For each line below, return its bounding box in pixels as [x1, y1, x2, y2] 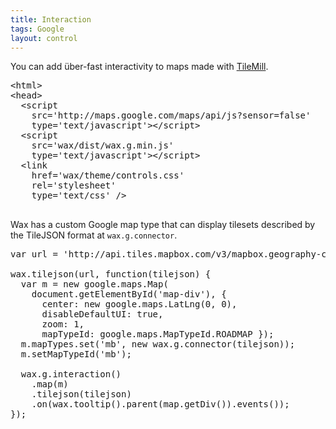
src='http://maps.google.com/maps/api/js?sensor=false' [31, 110, 312, 121]
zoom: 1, [41, 319, 85, 330]
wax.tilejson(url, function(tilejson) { [10, 269, 212, 280]
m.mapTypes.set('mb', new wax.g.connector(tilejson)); [20, 339, 296, 350]
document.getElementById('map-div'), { [31, 289, 227, 300]
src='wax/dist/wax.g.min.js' [31, 140, 175, 151]
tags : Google [10, 24, 65, 34]
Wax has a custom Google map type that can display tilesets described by [10, 219, 316, 231]
